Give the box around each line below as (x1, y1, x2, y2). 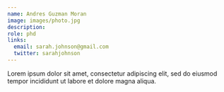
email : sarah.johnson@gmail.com (13, 43, 110, 50)
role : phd (7, 30, 37, 38)
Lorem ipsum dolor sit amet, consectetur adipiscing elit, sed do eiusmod (7, 69, 218, 78)
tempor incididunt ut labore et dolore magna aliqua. (7, 76, 157, 85)
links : (7, 37, 27, 44)
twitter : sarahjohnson (13, 50, 81, 57)
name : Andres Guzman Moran (7, 10, 87, 18)
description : (7, 23, 46, 30)
